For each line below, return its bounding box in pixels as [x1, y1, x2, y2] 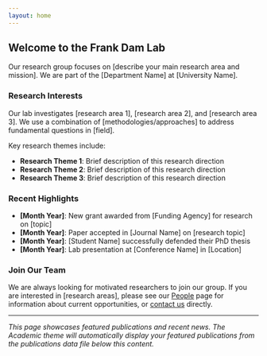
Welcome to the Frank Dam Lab [8, 41, 165, 55]
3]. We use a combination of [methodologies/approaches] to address [8, 117, 234, 126]
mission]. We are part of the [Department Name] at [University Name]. [8, 71, 238, 80]
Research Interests [8, 91, 83, 102]
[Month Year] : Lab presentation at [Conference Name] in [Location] [19, 245, 242, 254]
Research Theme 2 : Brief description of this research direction [19, 164, 226, 174]
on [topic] [19, 219, 52, 229]
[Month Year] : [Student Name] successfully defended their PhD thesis [19, 236, 251, 246]
